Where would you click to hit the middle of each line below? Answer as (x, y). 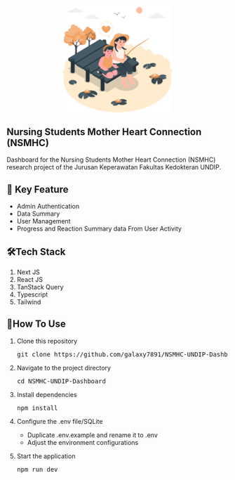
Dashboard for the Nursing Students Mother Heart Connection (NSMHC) (111, 160)
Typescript (32, 294)
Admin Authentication (48, 207)
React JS (30, 279)
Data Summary (38, 214)
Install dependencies (47, 394)
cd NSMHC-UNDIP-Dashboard (61, 381)
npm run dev (37, 469)
